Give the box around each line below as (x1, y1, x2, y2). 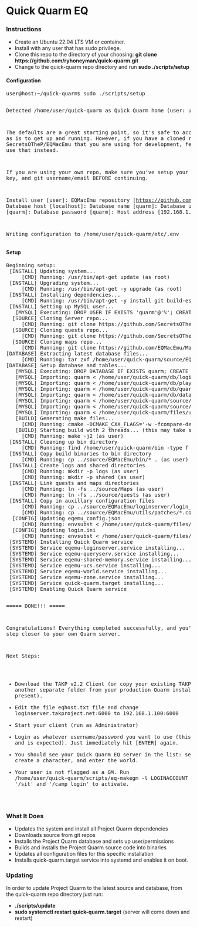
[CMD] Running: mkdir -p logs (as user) (21, 468, 140, 474)
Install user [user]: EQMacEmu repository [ (6, 197, 137, 204)
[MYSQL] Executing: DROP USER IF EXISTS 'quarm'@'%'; (15, 309, 174, 315)
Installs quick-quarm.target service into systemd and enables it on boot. (14, 856, 189, 863)
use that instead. (6, 147, 59, 154)
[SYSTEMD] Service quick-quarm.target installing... (9, 580, 164, 586)
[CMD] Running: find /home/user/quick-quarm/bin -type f (21, 444, 189, 451)
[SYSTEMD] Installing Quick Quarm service (9, 539, 133, 545)
